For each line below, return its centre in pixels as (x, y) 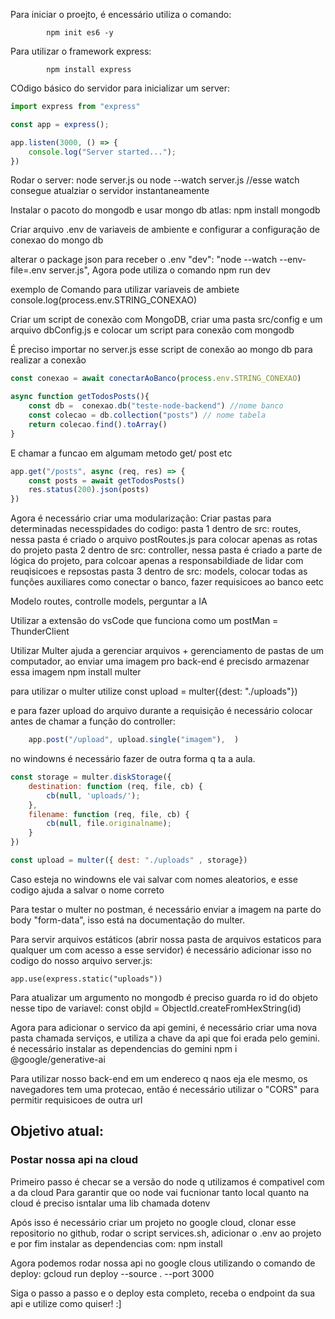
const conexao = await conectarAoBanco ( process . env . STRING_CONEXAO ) (156, 379)
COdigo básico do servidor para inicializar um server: (120, 88)
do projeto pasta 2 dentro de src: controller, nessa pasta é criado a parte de (166, 550)
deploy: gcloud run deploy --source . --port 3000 (112, 1273)
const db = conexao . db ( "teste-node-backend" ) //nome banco (156, 406)
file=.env (28, 270)
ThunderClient (40, 631)
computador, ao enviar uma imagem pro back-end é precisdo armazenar (160, 661)
